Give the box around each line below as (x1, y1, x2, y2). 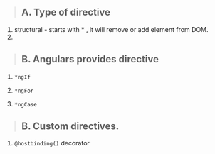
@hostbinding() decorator (14, 139, 90, 148)
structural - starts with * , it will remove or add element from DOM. (14, 25, 209, 33)
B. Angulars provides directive (21, 53, 159, 65)
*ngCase (14, 101, 37, 108)
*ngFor (14, 87, 34, 94)
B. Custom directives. (21, 121, 120, 133)
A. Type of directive (21, 6, 111, 18)
